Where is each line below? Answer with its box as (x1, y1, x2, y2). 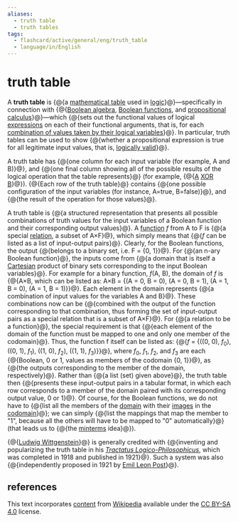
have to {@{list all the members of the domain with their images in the (7, 401, 212, 409)
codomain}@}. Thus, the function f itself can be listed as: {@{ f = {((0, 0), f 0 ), (7, 337, 232, 348)
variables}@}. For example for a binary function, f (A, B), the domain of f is (7, 268, 224, 278)
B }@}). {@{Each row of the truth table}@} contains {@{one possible (7, 179, 206, 188)
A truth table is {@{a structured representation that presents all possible (7, 208, 218, 217)
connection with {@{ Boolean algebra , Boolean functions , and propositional (7, 105, 226, 114)
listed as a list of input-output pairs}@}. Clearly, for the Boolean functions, (7, 239, 225, 247)
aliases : (7, 10, 33, 18)
